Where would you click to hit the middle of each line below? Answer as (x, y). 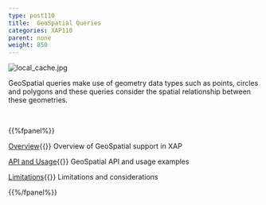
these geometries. (38, 100)
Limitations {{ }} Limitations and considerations (83, 177)
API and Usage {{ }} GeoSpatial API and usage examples (99, 162)
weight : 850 (28, 45)
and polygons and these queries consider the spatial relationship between (130, 91)
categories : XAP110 (41, 30)
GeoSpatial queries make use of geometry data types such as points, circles (133, 83)
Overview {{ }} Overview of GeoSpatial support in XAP (96, 146)
